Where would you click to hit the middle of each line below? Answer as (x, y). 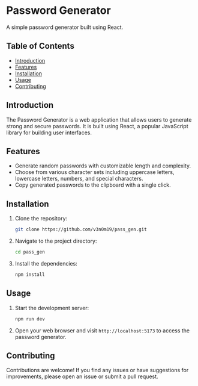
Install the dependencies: (46, 263)
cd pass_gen (30, 252)
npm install (30, 275)
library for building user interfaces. (49, 132)
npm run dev (30, 319)
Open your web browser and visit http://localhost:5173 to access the (102, 330)
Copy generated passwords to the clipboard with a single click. (93, 185)
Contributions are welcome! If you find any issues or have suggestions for (97, 370)
